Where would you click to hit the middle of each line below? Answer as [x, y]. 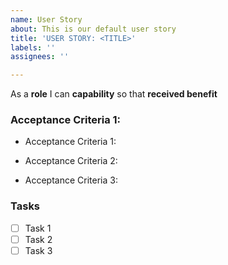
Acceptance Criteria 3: [71, 180]
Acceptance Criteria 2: [71, 161]
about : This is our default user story [93, 29]
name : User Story [46, 19]
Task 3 [38, 250]
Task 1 [38, 228]
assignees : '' [40, 57]
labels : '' [33, 47]
